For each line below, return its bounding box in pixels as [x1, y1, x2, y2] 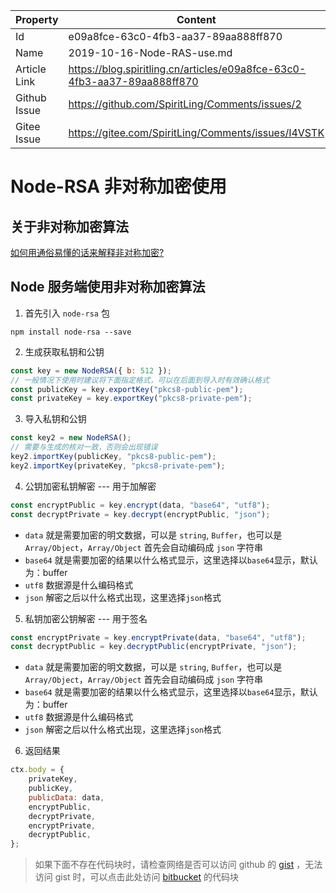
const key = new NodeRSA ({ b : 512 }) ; [10, 365, 172, 376]
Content [176, 13, 217, 26]
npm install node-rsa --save [10, 327, 132, 337]
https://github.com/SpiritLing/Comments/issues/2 [68, 97, 302, 111]
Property [15, 13, 59, 26]
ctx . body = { [10, 765, 65, 775]
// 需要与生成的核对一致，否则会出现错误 [10, 442, 158, 453]
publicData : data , [28, 792, 105, 803]
